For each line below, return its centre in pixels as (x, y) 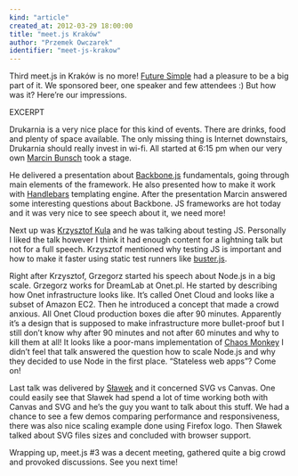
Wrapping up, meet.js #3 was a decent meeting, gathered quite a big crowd (148, 453)
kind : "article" (39, 17)
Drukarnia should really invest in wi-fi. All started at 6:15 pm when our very (146, 149)
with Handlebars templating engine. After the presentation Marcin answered (148, 194)
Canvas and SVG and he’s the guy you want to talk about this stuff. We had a (149, 407)
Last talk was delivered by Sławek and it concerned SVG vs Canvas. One (142, 388)
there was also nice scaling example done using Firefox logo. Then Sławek (146, 426)
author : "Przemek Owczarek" (61, 42)
